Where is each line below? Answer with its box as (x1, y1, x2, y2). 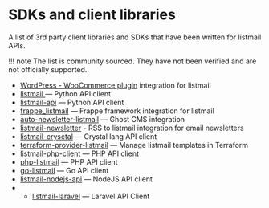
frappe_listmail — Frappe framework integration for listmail (19, 106, 214, 116)
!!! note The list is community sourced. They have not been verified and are (8, 56, 257, 66)
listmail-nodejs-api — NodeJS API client (19, 174, 153, 184)
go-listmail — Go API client (19, 165, 109, 175)
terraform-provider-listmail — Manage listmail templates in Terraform (19, 140, 249, 149)
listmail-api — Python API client (19, 97, 124, 107)
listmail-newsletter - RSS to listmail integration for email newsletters (19, 123, 244, 133)
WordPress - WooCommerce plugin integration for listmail (19, 80, 211, 90)
